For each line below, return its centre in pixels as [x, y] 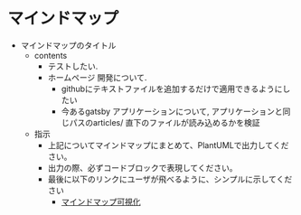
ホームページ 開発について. [97, 77]
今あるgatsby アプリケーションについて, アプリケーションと [172, 111]
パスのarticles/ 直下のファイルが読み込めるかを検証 [165, 122]
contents [51, 55]
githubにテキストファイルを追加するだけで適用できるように [172, 89]
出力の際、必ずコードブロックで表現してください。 [142, 167]
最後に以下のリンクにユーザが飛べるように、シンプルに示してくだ [170, 179]
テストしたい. [73, 66]
